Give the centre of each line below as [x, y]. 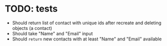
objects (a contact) [32, 28]
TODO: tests [31, 9]
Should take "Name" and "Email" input [52, 33]
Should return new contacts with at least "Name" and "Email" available [87, 39]
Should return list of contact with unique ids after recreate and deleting [87, 23]
